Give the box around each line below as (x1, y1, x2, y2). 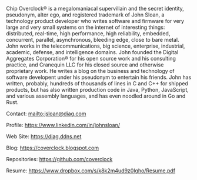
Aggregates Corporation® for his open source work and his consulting (6, 55, 176, 62)
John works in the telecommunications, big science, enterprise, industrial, (6, 42, 185, 49)
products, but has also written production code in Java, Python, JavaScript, (6, 86, 189, 93)
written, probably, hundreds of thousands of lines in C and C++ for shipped (6, 80, 188, 87)
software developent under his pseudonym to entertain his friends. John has (6, 74, 192, 81)
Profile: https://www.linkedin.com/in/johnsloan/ (6, 122, 121, 128)
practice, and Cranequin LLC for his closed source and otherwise (6, 61, 164, 68)
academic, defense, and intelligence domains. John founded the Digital (6, 49, 179, 55)
